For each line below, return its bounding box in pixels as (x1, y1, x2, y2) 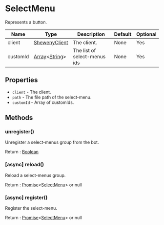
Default (114, 30, 132, 37)
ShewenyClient (33, 39, 68, 46)
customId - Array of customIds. (12, 99, 74, 105)
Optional (136, 30, 157, 37)
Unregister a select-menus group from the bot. (5, 139, 99, 145)
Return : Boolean (5, 149, 39, 155)
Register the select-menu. (5, 205, 57, 211)
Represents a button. (5, 19, 47, 25)
